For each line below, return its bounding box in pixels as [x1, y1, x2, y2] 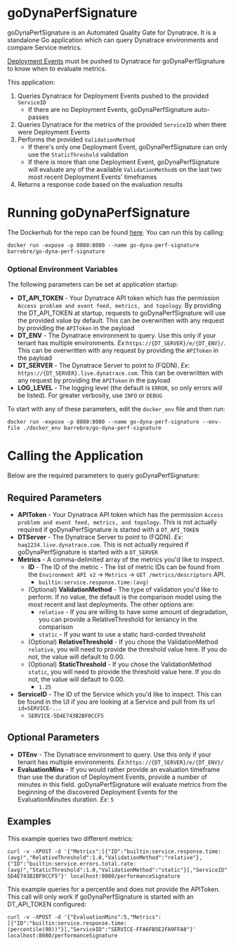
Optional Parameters [7, 731, 100, 744]
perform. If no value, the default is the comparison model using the [27, 592, 222, 601]
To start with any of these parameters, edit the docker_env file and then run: [7, 405, 225, 413]
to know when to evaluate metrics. [7, 64, 107, 73]
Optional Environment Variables [7, 264, 118, 274]
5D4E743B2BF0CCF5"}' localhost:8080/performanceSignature [7, 872, 181, 880]
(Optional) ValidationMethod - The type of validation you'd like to [27, 585, 219, 593]
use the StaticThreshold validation [27, 150, 129, 158]
